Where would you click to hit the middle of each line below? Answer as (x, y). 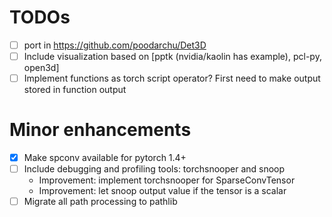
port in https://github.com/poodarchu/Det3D (115, 45)
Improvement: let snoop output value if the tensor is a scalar (162, 191)
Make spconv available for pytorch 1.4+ (105, 158)
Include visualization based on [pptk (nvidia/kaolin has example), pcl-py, (172, 56)
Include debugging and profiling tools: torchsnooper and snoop (154, 169)
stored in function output (75, 90)
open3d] (41, 68)
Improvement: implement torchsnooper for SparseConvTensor (167, 180)
